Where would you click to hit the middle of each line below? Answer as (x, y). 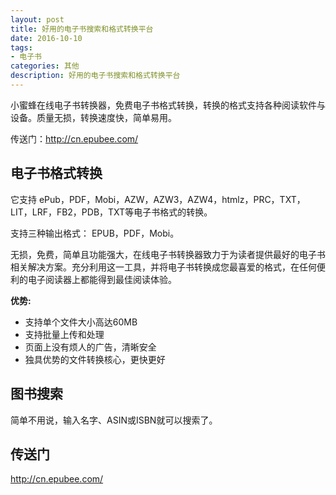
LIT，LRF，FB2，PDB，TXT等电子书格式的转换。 (111, 212)
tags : (21, 47)
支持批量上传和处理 (64, 334)
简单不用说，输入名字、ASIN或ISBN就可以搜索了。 (114, 420)
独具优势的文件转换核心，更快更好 (95, 359)
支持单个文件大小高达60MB (81, 322)
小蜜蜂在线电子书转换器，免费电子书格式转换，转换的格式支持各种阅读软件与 (168, 105)
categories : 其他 (45, 66)
